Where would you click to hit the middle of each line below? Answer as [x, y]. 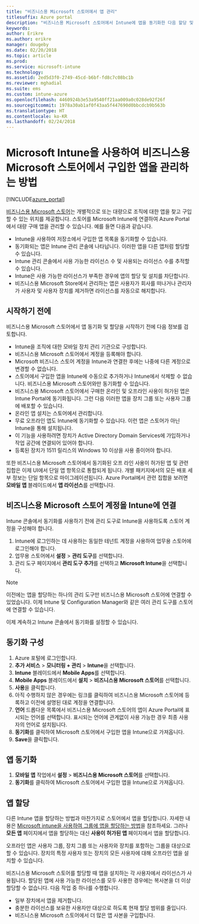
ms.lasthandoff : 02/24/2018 [41, 122]
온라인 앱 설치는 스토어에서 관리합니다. [59, 413]
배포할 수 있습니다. [42, 406]
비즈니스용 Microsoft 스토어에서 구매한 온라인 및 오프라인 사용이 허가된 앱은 [102, 391]
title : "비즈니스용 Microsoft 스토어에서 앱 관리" [62, 12]
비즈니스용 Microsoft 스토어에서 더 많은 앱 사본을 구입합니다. [85, 915]
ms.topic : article [29, 56]
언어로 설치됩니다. [46, 724]
